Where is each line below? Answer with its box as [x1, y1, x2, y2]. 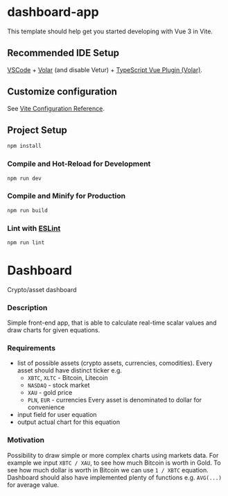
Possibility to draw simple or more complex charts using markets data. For [7, 451, 219, 459]
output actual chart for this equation [17, 418, 120, 427]
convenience [27, 403, 65, 411]
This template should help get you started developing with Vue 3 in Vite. [7, 27, 213, 35]
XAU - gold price [27, 388, 73, 397]
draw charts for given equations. [7, 326, 100, 334]
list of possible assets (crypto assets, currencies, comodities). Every [17, 359, 213, 368]
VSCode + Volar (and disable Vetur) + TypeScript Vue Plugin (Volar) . [7, 65, 203, 74]
